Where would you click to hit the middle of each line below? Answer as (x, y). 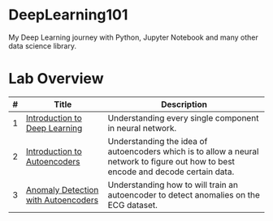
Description (184, 104)
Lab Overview (56, 79)
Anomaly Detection (62, 189)
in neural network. (142, 128)
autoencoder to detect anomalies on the (184, 194)
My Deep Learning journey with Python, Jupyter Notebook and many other (133, 37)
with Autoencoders (62, 200)
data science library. (43, 45)
